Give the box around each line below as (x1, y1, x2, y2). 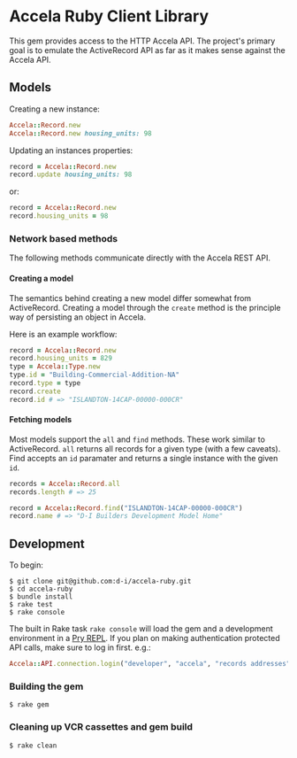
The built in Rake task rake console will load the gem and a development (9, 623, 274, 634)
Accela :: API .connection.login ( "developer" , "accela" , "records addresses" (9, 660, 291, 669)
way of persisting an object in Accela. (9, 312, 147, 322)
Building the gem (9, 680, 84, 692)
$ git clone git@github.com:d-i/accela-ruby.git (9, 577, 192, 586)
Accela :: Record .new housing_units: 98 (9, 128, 152, 138)
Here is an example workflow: (9, 329, 118, 339)
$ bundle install (9, 592, 73, 601)
